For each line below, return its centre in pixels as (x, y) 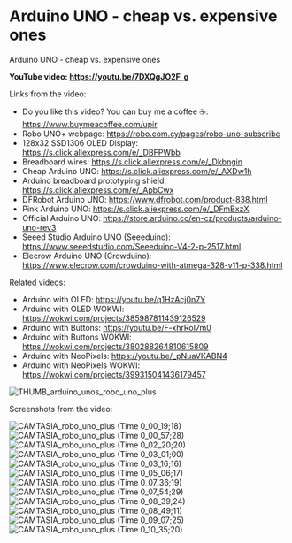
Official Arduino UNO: (61, 218)
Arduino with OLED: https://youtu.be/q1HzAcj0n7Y (114, 299)
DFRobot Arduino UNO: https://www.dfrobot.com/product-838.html (145, 199)
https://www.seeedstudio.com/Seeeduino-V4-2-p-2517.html (131, 246)
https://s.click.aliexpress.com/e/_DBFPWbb (101, 152)
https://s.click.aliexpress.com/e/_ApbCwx (98, 190)
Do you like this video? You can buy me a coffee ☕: (115, 111)
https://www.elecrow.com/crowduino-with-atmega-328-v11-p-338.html (152, 265)
